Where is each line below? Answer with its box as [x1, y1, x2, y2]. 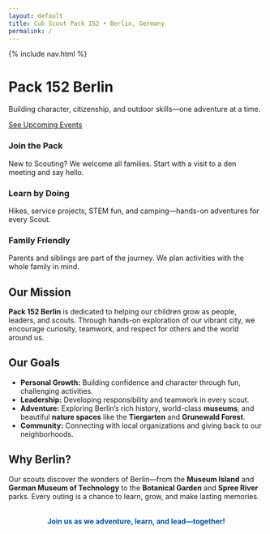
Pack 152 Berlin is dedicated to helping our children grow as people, [8, 307, 237, 317]
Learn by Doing [8, 187, 71, 199]
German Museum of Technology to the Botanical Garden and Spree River [8, 483, 259, 493]
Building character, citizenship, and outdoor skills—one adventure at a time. [8, 105, 261, 114]
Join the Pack [8, 140, 63, 152]
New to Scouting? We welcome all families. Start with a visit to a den [8, 159, 237, 169]
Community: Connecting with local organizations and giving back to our [19, 421, 262, 430]
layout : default [8, 11, 63, 20]
